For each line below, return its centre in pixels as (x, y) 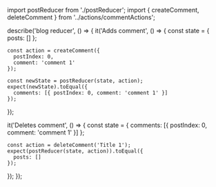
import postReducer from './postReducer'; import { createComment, (103, 10)
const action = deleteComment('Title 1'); (69, 145)
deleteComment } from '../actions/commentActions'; (81, 17)
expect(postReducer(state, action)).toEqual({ (75, 151)
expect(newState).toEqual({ (48, 87)
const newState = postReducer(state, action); (75, 81)
